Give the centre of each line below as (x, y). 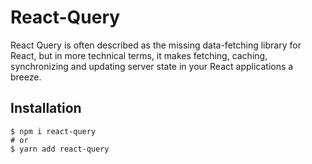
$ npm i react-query (53, 131)
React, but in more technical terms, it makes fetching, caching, (139, 55)
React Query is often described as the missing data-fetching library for (156, 45)
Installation (46, 108)
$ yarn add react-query (60, 149)
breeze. (26, 77)
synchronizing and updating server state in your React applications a (152, 66)
